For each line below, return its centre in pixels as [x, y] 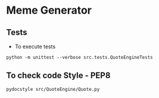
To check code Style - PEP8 [58, 76]
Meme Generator [49, 10]
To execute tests [35, 46]
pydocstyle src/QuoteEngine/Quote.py [53, 89]
